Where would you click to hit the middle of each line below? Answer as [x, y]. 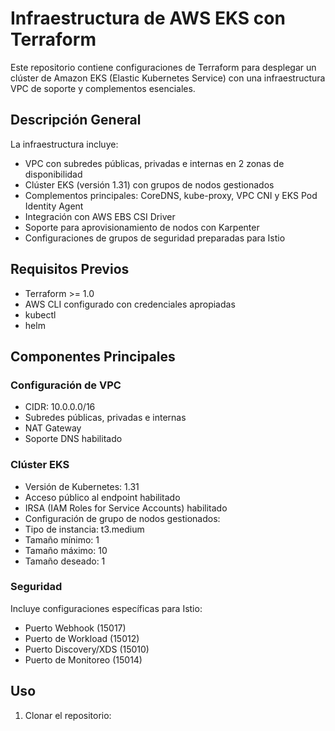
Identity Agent [54, 206]
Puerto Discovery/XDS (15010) [87, 649]
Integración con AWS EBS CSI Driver [100, 216]
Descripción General [76, 120]
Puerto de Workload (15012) [82, 638]
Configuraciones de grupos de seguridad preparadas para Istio [155, 238]
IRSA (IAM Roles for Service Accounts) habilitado [126, 508]
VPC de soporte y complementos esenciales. [103, 88]
